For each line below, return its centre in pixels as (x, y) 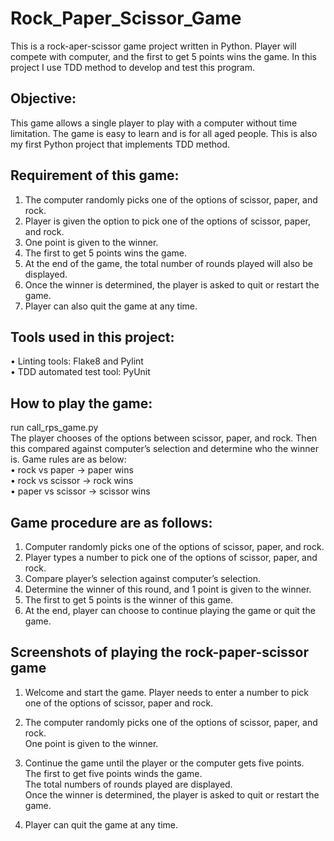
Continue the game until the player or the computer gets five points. (164, 763)
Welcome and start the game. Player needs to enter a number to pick (166, 692)
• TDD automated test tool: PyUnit (80, 372)
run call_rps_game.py (54, 428)
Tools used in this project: (92, 337)
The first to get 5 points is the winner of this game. (129, 600)
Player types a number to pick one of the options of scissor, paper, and (171, 557)
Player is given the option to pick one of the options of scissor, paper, (167, 221)
